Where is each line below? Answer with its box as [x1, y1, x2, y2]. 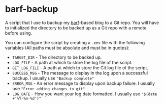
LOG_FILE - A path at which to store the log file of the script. [12, 59, 133, 65]
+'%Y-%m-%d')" [12, 96, 41, 101]
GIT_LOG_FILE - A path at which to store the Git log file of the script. [12, 65, 149, 71]
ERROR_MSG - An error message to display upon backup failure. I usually [12, 80, 155, 86]
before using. [5, 30, 32, 36]
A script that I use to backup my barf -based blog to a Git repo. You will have [5, 20, 159, 26]
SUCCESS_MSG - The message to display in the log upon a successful [12, 70, 148, 76]
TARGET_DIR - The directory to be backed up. [12, 54, 102, 60]
